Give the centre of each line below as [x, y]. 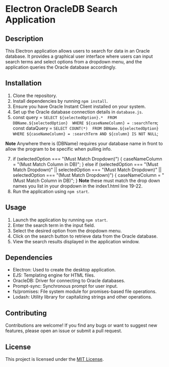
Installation [23, 83]
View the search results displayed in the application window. [76, 241]
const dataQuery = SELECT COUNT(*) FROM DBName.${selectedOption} [86, 128]
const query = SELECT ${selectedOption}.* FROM [65, 117]
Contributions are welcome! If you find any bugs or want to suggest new [81, 326]
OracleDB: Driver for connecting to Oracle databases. [69, 281]
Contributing [26, 313]
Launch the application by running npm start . [60, 220]
